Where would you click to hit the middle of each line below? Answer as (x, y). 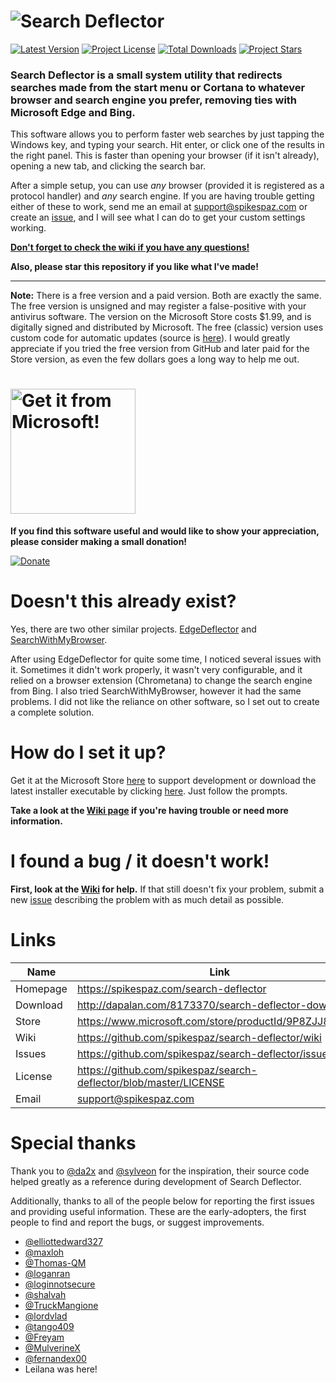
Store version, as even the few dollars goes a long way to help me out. (155, 359)
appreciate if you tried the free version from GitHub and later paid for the (160, 349)
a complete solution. (52, 712)
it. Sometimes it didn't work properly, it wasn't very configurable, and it (156, 670)
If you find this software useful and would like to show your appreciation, (165, 531)
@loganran (47, 1273)
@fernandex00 (55, 1358)
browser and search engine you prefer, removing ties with (154, 100)
